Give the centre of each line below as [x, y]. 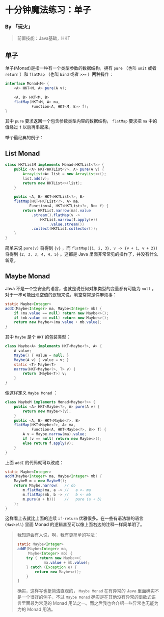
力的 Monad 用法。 [36, 609]
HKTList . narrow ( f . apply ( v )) [69, 219]
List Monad [23, 153]
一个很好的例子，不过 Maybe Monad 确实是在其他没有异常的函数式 [86, 597]
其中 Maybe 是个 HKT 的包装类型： [38, 337]
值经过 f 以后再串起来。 [29, 127]
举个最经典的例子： [25, 138]
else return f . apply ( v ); [48, 443]
